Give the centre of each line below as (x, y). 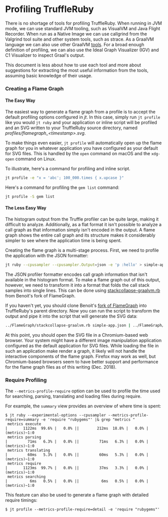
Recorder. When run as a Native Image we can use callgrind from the (76, 34)
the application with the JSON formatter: (47, 256)
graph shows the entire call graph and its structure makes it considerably (80, 235)
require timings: (21, 500)
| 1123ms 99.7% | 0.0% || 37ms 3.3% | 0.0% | (77, 468)
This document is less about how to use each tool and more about (73, 65)
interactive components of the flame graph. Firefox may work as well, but (80, 356)
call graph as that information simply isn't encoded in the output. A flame (80, 230)
